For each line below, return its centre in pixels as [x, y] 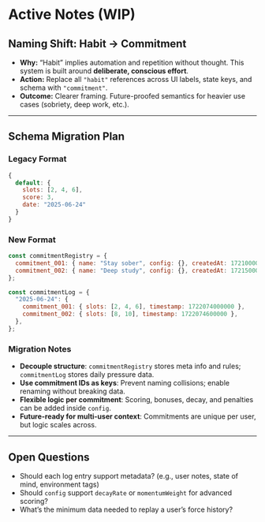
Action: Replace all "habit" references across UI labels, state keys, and [136, 79]
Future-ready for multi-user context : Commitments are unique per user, [138, 416]
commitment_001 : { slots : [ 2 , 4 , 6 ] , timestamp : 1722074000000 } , [134, 307]
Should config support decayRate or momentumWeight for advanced [126, 492]
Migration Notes [40, 349]
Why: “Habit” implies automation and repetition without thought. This [132, 62]
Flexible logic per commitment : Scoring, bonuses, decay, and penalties [136, 400]
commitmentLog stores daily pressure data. [87, 375]
